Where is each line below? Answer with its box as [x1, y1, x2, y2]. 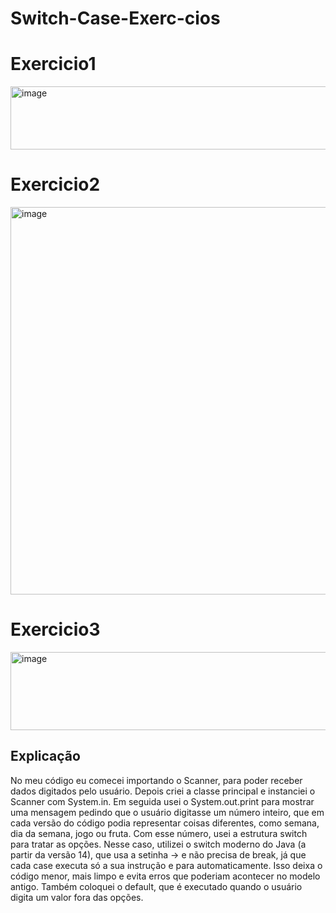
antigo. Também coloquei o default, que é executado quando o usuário [10, 880, 303, 892]
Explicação [10, 748, 81, 765]
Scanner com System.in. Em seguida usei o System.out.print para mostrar [10, 795, 315, 807]
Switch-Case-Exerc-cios [10, 7, 221, 30]
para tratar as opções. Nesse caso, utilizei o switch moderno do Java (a [10, 838, 307, 850]
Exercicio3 [10, 618, 101, 641]
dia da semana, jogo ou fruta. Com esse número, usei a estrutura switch [10, 827, 308, 839]
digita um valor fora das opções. [10, 891, 144, 903]
